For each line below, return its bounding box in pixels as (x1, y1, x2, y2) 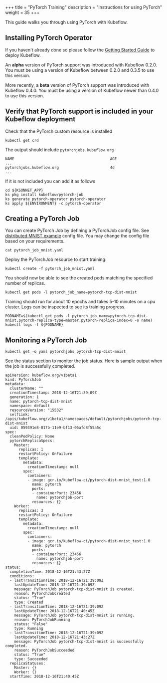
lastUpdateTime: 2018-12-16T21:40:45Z (14, 609, 95, 614)
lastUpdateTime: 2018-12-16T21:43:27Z (14, 635, 95, 640)
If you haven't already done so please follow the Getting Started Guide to (5, 47, 155, 53)
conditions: (9, 574, 35, 579)
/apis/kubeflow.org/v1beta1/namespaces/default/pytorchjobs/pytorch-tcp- (5, 417, 162, 422)
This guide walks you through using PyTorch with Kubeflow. (5, 19, 128, 25)
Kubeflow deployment (5, 115, 76, 124)
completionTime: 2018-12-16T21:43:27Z (9, 569, 91, 574)
